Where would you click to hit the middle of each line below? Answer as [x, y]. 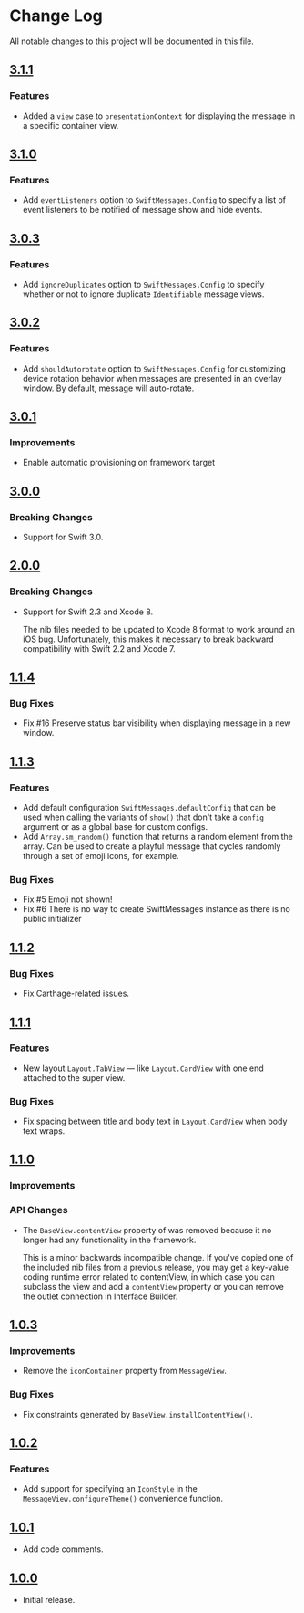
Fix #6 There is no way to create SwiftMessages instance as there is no [157, 909]
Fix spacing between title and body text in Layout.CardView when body [155, 1121]
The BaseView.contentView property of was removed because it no [147, 1230]
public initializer [52, 919]
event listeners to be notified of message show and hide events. [142, 210]
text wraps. [44, 1131]
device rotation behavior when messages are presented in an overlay [152, 378]
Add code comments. [63, 1549]
